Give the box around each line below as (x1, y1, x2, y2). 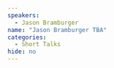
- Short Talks (14, 41, 61, 48)
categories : (7, 33, 47, 41)
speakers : (7, 11, 40, 20)
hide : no (7, 48, 36, 55)
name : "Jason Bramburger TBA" (7, 26, 108, 34)
